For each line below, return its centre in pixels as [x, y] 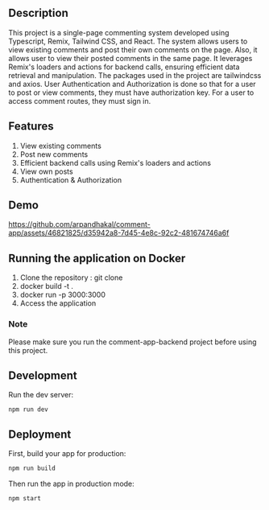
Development [43, 375]
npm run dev [28, 409]
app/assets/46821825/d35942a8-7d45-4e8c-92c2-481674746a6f [119, 233]
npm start [25, 499]
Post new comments [54, 154]
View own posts [47, 171]
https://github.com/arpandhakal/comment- [79, 224]
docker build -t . [47, 286]
